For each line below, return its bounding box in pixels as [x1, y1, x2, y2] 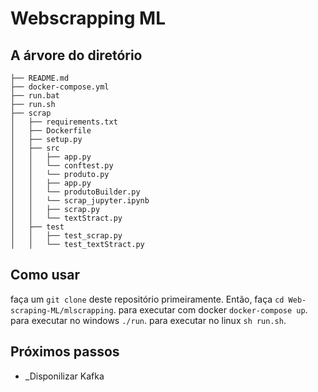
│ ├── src [10, 143, 60, 153]
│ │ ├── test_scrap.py [10, 231, 123, 241]
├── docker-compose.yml [10, 82, 110, 92]
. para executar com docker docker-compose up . [113, 303, 308, 316]
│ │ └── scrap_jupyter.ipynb [10, 196, 150, 206]
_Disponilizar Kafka [24, 370, 105, 382]
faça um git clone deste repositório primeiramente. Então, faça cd [10, 293, 285, 305]
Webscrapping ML [10, 7, 166, 30]
